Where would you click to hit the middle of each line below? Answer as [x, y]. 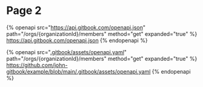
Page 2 [24, 11]
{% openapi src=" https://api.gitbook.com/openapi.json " [76, 27]
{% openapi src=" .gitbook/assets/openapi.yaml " [67, 52]
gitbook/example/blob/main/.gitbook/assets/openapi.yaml [78, 71]
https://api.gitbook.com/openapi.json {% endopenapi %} [77, 40]
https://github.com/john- [37, 65]
